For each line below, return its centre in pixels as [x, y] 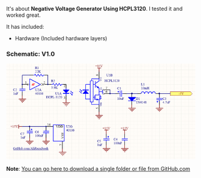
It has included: [25, 27]
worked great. [23, 15]
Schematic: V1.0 [31, 54]
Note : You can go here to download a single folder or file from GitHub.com [98, 169]
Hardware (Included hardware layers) [61, 38]
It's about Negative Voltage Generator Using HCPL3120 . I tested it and [94, 9]
